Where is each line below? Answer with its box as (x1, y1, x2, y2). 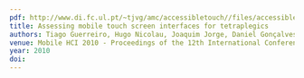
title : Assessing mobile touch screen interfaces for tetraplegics (9, 22, 270, 30)
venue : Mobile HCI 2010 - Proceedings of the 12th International (9, 38, 261, 48)
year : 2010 (9, 47, 51, 56)
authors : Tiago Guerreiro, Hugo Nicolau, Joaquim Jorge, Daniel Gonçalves (9, 30, 298, 39)
